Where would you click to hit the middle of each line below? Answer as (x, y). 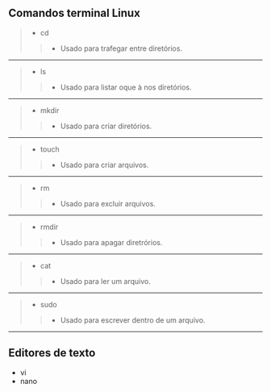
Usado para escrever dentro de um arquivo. (133, 320)
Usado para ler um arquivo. (106, 281)
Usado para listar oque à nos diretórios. (126, 87)
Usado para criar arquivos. (104, 165)
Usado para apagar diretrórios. (111, 242)
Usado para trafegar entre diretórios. (121, 48)
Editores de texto (52, 353)
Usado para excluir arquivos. (108, 203)
